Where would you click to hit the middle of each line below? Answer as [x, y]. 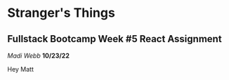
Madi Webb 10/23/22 [39, 55]
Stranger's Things [61, 13]
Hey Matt [20, 69]
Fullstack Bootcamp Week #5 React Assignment [115, 39]
